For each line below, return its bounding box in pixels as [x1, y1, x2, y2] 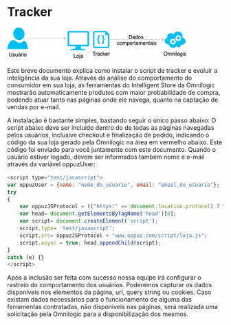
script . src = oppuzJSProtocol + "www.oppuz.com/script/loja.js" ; [19, 232, 208, 239]
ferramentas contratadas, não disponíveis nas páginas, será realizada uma [7, 303, 219, 311]
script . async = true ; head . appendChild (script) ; [19, 239, 162, 246]
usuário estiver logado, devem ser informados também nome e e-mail [7, 153, 205, 161]
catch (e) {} [7, 254, 45, 261]
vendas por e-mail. [7, 102, 60, 111]
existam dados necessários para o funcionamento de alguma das [7, 295, 192, 304]
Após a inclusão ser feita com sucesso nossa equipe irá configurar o [7, 273, 201, 282]
